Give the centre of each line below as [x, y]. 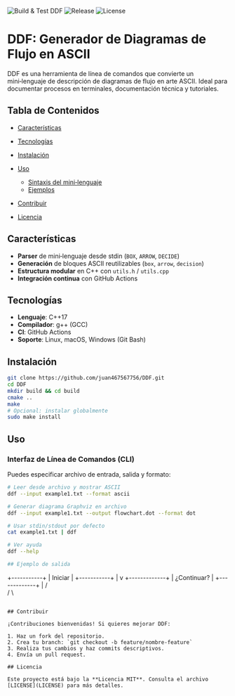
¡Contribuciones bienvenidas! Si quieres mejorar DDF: [89, 624]
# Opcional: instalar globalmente [58, 411]
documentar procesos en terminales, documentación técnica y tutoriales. [113, 89]
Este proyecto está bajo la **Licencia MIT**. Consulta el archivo [108, 679]
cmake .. [20, 397]
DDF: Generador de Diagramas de [107, 39]
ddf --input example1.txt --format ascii [69, 494]
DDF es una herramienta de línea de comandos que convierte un [101, 73]
